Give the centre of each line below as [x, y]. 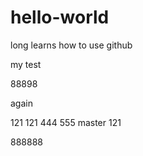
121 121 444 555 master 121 [66, 122]
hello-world [60, 17]
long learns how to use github [71, 45]
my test [26, 64]
